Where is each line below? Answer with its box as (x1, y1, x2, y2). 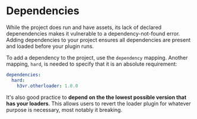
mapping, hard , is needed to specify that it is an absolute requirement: (6, 60, 177, 67)
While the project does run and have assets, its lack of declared (6, 24, 162, 31)
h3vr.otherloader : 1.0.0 (17, 83, 78, 89)
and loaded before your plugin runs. (6, 43, 94, 50)
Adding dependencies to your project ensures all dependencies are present (6, 36, 191, 43)
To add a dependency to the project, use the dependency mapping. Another (6, 54, 188, 61)
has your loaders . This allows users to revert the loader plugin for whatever (6, 99, 191, 107)
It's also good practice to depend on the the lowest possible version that (6, 94, 187, 101)
